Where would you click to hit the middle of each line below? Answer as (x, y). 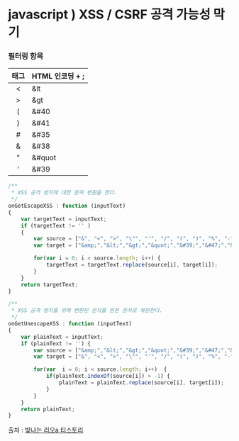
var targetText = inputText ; (64, 219)
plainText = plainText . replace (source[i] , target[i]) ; (141, 383)
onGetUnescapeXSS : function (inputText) (70, 324)
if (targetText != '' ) (56, 225)
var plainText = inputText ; (62, 337)
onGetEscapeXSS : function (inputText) (67, 206)
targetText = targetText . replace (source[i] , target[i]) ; (132, 265)
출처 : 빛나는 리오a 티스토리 (46, 430)
